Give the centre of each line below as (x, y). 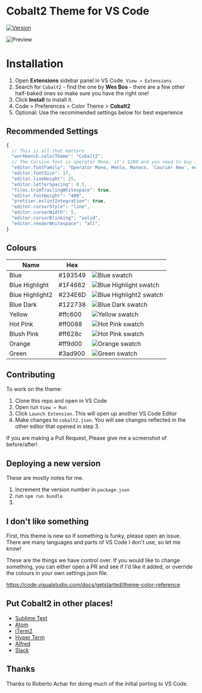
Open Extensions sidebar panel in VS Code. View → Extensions (93, 80)
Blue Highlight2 (31, 294)
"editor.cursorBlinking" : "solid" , (56, 218)
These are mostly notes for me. (45, 478)
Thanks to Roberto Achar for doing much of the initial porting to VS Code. (97, 683)
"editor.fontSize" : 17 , (41, 173)
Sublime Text (31, 618)
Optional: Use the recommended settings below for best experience (99, 112)
